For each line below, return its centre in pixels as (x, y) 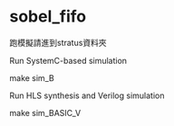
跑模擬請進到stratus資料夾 (58, 42)
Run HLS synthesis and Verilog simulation (87, 95)
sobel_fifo (48, 17)
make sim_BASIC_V (45, 112)
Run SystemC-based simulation (68, 60)
